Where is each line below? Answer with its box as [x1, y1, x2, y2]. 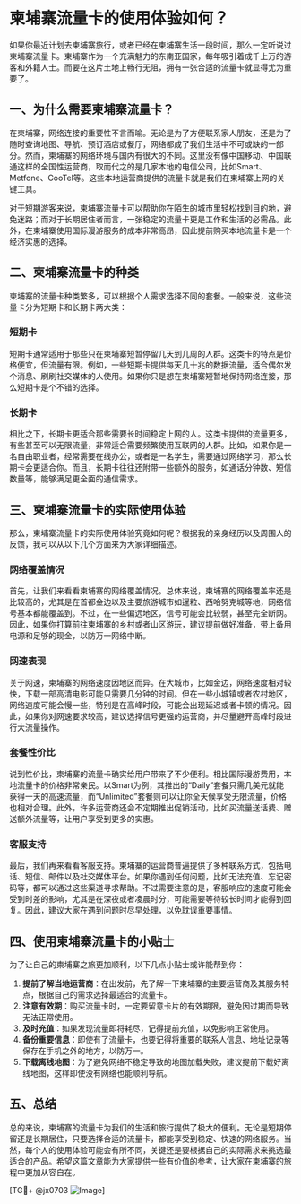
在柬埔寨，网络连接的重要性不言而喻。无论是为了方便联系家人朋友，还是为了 [9, 127, 292, 138]
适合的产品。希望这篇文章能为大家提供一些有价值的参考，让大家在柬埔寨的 [9, 1156, 284, 1166]
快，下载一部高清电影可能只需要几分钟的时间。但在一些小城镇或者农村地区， [9, 688, 292, 699]
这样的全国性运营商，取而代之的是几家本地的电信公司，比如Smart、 [16, 160, 267, 171]
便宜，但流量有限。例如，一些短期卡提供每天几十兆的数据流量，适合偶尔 [16, 359, 284, 370]
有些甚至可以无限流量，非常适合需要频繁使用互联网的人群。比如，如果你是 [9, 440, 284, 451]
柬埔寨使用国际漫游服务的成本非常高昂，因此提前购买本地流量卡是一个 [32, 225, 292, 236]
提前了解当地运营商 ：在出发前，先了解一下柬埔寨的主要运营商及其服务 [21, 978, 282, 989]
